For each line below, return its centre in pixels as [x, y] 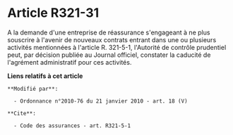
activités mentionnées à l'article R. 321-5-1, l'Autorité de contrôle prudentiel [117, 47]
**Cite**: [22, 113]
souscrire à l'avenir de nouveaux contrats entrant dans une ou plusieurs [112, 39]
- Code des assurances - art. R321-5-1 [72, 126]
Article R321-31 [53, 13]
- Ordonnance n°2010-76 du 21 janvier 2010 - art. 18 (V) [101, 101]
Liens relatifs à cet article [45, 76]
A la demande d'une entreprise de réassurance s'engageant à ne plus [109, 32]
